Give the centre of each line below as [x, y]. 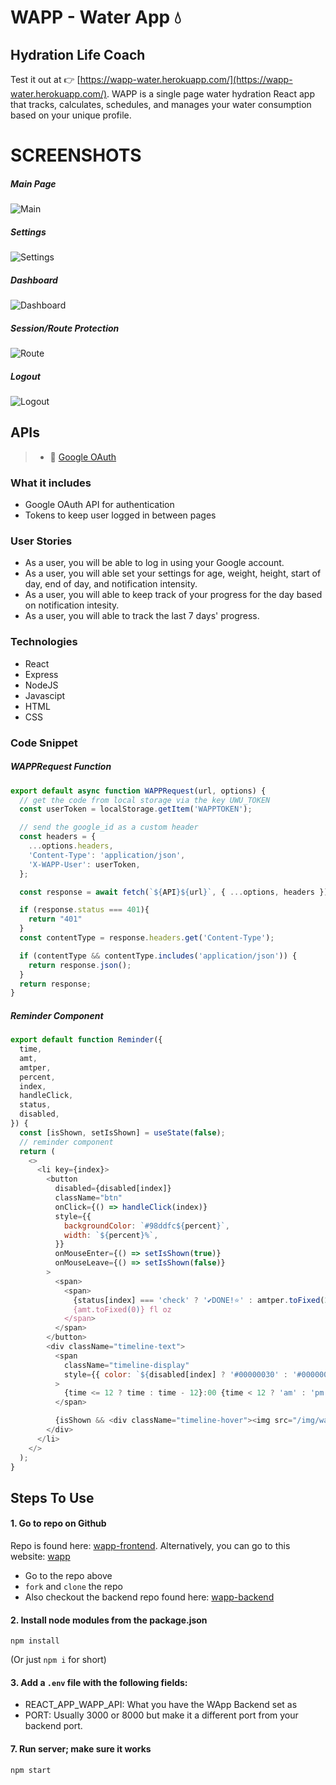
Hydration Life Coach [78, 54]
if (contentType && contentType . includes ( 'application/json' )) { [158, 956]
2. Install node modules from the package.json [109, 1620]
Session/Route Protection [65, 328]
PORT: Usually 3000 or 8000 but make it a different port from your [161, 1715]
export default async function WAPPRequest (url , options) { [138, 791]
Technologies [44, 642]
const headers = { [58, 837]
